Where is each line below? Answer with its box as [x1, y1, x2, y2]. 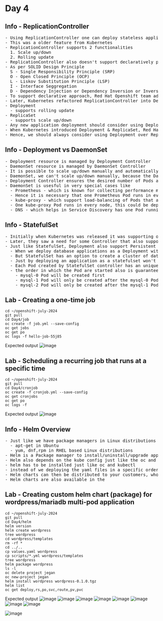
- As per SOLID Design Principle [5, 64, 85, 69]
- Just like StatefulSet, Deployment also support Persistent [5, 243, 156, 249]
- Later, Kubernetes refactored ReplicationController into [5, 98, 151, 103]
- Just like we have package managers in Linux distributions [5, 438, 156, 444]
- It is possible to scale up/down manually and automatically [5, 168, 159, 174]
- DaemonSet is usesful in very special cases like [5, 183, 131, 188]
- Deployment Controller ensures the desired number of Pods [5, 178, 154, 183]
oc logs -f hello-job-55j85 [5, 334, 62, 339]
